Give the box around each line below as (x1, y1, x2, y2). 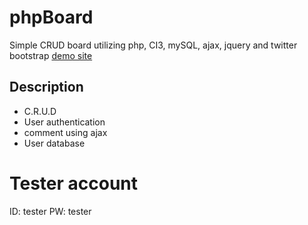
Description (9, 79, 84, 96)
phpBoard (9, 6, 94, 29)
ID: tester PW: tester (9, 205, 92, 217)
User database (23, 137, 86, 149)
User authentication (23, 116, 106, 128)
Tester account (9, 172, 139, 195)
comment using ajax (23, 126, 108, 138)
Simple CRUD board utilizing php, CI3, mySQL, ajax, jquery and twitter (9, 39, 298, 51)
